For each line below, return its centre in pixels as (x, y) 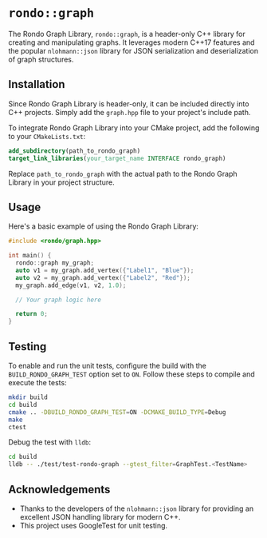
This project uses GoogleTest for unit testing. (94, 525)
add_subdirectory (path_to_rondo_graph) (75, 151)
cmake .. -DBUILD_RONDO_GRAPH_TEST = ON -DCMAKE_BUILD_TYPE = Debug (117, 412)
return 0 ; (31, 314)
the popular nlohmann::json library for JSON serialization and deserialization (133, 50)
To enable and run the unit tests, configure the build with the (108, 366)
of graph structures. (41, 59)
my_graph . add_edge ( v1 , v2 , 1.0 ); (71, 285)
